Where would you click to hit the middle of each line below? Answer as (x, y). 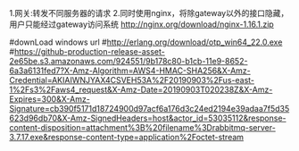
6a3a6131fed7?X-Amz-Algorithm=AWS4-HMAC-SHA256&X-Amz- (130, 71)
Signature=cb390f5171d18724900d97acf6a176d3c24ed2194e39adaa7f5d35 (149, 109)
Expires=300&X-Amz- (50, 99)
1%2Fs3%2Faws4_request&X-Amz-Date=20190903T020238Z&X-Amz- (141, 89)
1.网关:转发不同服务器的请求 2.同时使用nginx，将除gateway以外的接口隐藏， (149, 13)
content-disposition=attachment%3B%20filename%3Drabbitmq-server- (143, 127)
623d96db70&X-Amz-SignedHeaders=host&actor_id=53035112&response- (148, 118)
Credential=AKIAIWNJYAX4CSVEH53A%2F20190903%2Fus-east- (132, 80)
